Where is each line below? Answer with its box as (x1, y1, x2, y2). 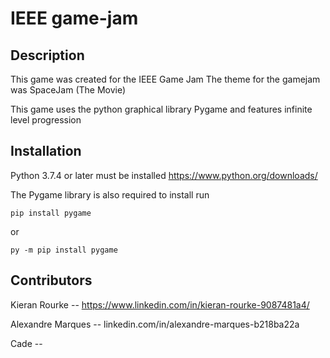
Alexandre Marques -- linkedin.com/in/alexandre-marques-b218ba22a (10, 318, 300, 330)
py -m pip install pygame (10, 245, 118, 255)
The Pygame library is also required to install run (10, 188, 210, 201)
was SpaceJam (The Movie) (10, 84, 127, 96)
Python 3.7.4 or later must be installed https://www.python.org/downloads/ (10, 169, 318, 181)
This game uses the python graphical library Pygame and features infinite (10, 103, 313, 115)
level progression (10, 114, 82, 126)
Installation (10, 143, 82, 160)
